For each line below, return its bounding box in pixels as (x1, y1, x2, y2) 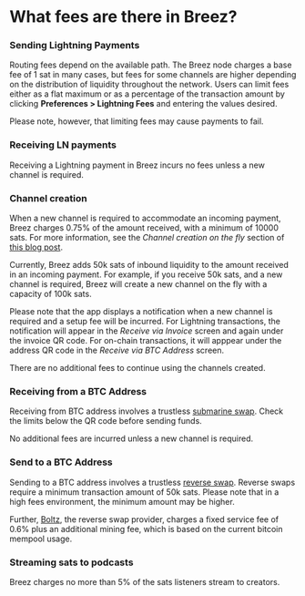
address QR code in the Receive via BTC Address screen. (9, 344, 225, 356)
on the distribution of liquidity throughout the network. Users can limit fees (9, 79, 290, 90)
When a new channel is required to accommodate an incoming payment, (9, 212, 281, 224)
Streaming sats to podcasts (9, 556, 134, 569)
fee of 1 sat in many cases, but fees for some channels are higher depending (9, 69, 297, 80)
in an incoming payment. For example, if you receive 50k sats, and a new (9, 269, 283, 280)
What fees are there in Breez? (9, 6, 238, 27)
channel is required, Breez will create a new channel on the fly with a (9, 279, 268, 290)
